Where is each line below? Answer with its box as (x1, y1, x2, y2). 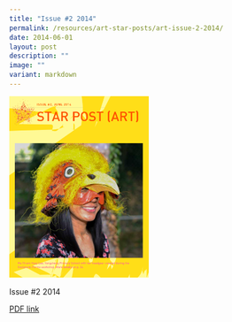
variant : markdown (9, 71, 77, 80)
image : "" (9, 61, 46, 70)
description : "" (9, 51, 69, 61)
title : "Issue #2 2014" (9, 14, 97, 23)
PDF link (9, 303, 40, 314)
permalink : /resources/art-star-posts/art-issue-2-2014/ (9, 23, 224, 33)
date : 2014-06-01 (9, 33, 73, 42)
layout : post (9, 42, 58, 51)
